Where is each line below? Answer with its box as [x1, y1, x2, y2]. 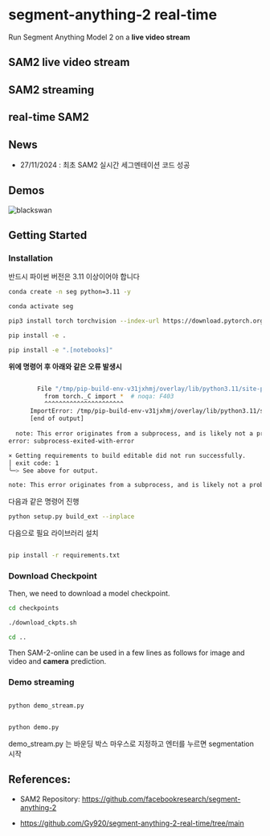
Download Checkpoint [8, 570, 98, 581]
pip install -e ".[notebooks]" [8, 346, 113, 354]
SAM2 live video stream [8, 56, 130, 69]
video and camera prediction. [8, 656, 107, 665]
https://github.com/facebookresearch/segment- [81, 794, 241, 804]
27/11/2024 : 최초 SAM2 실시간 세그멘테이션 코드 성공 [19, 159, 190, 170]
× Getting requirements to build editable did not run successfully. [8, 451, 247, 459]
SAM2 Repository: [19, 794, 80, 804]
